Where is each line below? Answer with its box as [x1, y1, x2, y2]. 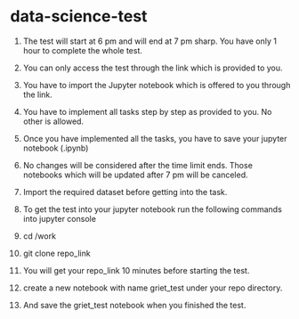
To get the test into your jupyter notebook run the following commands [22, 203, 283, 215]
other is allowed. [22, 116, 84, 127]
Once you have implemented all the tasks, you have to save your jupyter [22, 133, 287, 143]
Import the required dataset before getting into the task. [22, 186, 228, 197]
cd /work [22, 230, 57, 241]
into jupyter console [22, 213, 97, 224]
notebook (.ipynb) [22, 143, 89, 153]
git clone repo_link [22, 248, 92, 258]
